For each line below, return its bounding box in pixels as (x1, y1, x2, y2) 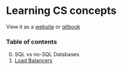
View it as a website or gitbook (6, 23, 80, 30)
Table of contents (6, 38, 57, 46)
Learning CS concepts (6, 4, 117, 17)
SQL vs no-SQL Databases (14, 51, 80, 58)
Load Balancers (14, 57, 53, 64)
